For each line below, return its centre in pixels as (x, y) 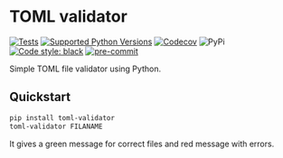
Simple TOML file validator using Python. (85, 69)
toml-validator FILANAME (56, 126)
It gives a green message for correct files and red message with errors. (142, 144)
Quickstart (40, 97)
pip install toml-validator (62, 118)
